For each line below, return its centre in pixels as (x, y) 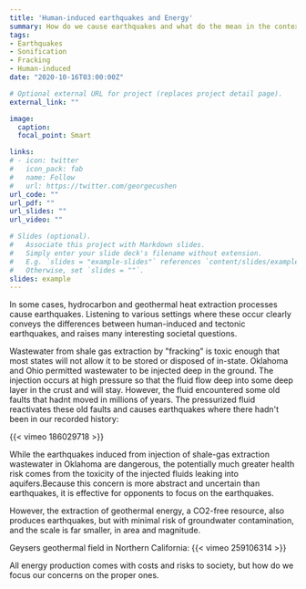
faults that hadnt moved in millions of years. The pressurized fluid (133, 400)
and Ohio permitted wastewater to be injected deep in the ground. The (142, 371)
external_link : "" (44, 102)
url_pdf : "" (32, 203)
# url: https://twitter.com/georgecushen (93, 186)
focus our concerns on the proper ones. (84, 575)
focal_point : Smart (55, 136)
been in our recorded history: (64, 419)
